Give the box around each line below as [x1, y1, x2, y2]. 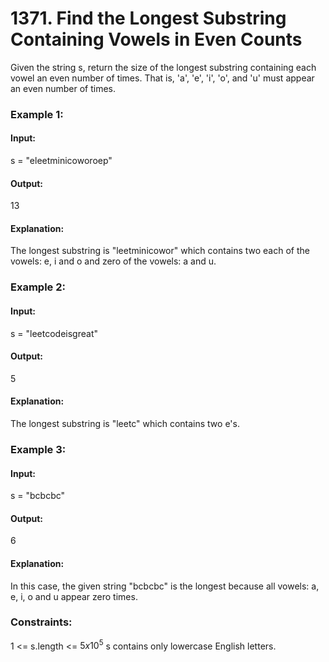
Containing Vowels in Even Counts [10, 28, 303, 51]
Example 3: [10, 442, 67, 456]
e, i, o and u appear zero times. [10, 590, 138, 602]
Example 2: [10, 280, 66, 294]
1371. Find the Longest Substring [10, 7, 287, 30]
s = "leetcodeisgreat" [10, 327, 98, 339]
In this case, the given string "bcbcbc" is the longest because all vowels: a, [10, 580, 320, 592]
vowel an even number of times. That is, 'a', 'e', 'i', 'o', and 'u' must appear [10, 72, 315, 84]
